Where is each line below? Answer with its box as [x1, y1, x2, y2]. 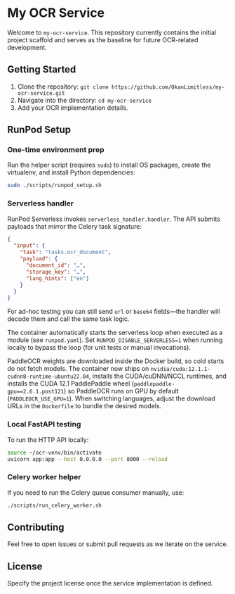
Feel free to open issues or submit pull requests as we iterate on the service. [7, 540, 229, 548]
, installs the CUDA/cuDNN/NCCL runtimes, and [88, 372, 227, 381]
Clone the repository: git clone [17, 82, 109, 91]
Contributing [7, 521, 65, 533]
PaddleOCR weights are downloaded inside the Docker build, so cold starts [7, 357, 224, 365]
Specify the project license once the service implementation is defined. [7, 579, 213, 588]
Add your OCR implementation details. [17, 103, 128, 112]
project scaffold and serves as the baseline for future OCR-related [7, 35, 199, 44]
